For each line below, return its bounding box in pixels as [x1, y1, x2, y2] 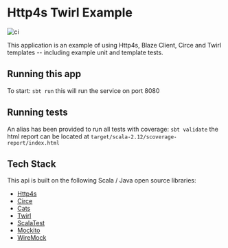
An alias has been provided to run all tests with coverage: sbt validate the [7, 125, 218, 133]
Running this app [7, 68, 81, 80]
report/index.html [7, 139, 60, 146]
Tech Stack [7, 158, 56, 169]
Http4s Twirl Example [7, 5, 133, 21]
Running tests [7, 107, 69, 118]
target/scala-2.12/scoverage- [90, 133, 177, 141]
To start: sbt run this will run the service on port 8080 [7, 86, 160, 94]
